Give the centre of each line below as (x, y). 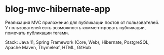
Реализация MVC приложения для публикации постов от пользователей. (82, 22)
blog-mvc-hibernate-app (58, 9)
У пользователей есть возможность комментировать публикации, (76, 27)
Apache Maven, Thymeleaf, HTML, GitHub (48, 47)
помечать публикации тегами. (37, 33)
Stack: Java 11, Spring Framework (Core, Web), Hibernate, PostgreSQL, (77, 42)
